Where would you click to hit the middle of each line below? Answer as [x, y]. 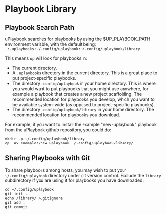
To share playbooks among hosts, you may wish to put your [66, 170]
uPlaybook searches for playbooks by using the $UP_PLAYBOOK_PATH [78, 39]
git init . [16, 194]
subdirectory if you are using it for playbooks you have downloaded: [75, 180]
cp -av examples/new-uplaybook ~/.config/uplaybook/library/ [69, 143]
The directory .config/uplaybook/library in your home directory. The [83, 110]
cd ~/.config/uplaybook [30, 189]
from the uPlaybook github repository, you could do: [58, 130]
